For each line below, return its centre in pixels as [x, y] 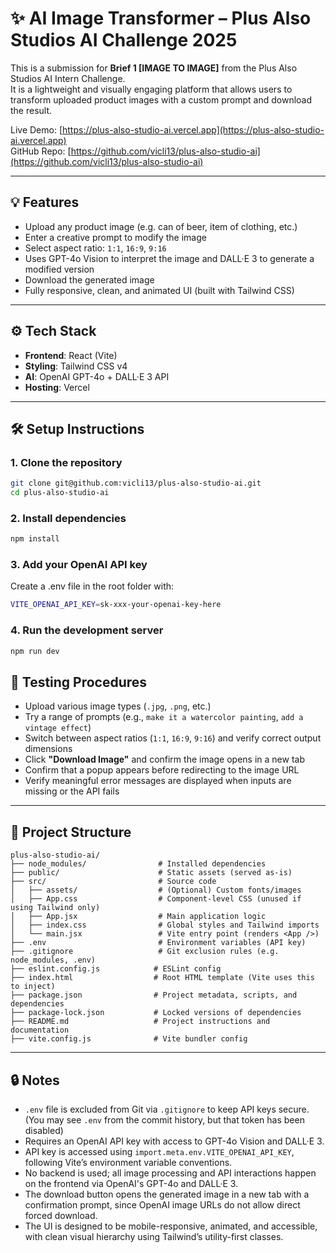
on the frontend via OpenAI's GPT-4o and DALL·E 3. [131, 1183]
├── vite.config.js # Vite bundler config [129, 1039]
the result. [31, 110]
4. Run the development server [87, 630]
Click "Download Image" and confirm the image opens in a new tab [164, 759]
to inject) [33, 987]
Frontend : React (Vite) [71, 355]
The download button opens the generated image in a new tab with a [167, 1194]
